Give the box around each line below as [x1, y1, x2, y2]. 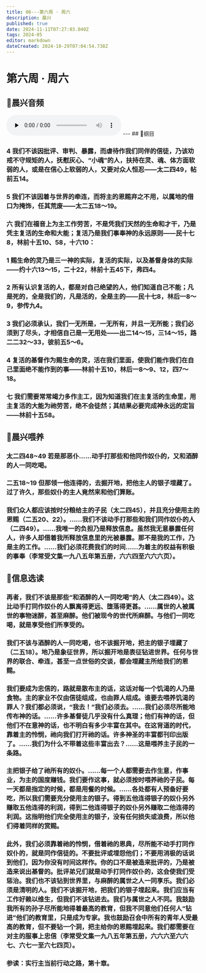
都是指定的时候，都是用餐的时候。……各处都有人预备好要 [18, 785, 189, 794]
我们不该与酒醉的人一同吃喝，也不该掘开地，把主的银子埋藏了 [6, 638, 189, 647]
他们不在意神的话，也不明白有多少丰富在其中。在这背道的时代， [6, 721, 195, 729]
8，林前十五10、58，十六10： [6, 238, 96, 246]
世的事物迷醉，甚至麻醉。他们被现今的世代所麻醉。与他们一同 [6, 611, 189, 620]
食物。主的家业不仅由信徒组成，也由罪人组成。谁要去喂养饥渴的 [6, 693, 195, 702]
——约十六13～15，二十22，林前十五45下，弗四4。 [6, 265, 159, 274]
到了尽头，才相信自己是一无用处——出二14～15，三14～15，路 [12, 329, 197, 338]
